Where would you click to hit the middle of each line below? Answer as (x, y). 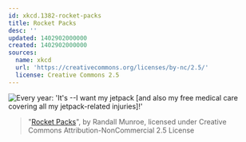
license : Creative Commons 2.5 (67, 75)
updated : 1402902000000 (48, 38)
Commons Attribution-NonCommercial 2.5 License (111, 130)
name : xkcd (34, 61)
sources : (23, 53)
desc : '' (23, 30)
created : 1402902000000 (48, 45)
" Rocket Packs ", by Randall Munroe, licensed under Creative (127, 121)
